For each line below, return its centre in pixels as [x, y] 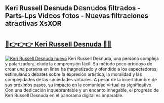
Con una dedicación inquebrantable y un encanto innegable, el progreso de [82, 90]
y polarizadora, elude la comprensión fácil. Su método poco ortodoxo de [79, 64]
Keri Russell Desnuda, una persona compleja [113, 58]
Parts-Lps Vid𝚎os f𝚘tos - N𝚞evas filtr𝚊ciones [77, 16]
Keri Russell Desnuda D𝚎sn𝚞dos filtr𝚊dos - [73, 8]
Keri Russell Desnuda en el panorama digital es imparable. [64, 95]
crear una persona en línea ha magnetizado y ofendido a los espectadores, [82, 69]
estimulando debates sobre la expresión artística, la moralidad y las [74, 74]
